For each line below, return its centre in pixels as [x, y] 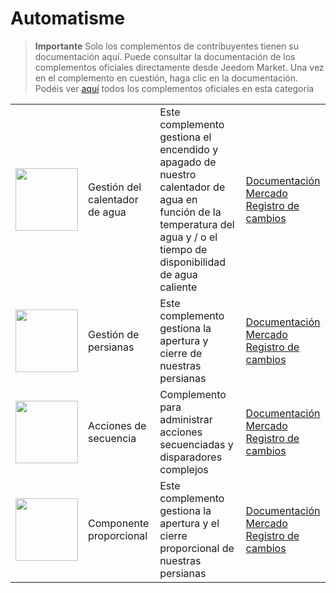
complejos [184, 469]
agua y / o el [188, 237]
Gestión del [115, 187]
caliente [178, 287]
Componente [119, 523]
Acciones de [117, 425]
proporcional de [197, 548]
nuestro [178, 174]
